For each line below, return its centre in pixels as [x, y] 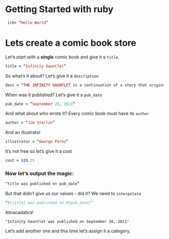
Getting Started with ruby [59, 9]
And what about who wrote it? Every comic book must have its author [77, 113]
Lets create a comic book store [71, 43]
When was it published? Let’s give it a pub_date [54, 95]
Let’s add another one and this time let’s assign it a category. [68, 231]
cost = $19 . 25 [20, 161]
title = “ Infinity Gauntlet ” [36, 66]
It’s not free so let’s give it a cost [38, 151]
